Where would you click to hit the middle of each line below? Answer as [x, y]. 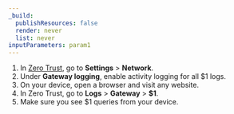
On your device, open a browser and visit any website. [109, 85]
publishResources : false [57, 23]
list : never [36, 38]
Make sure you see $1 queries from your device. [99, 102]
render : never [39, 30]
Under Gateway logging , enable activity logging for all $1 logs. [123, 77]
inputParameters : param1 [50, 45]
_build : [21, 16]
